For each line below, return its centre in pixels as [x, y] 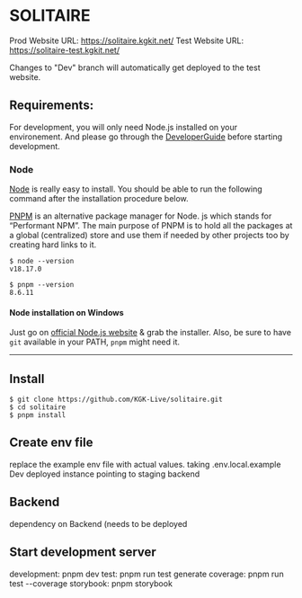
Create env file [51, 443]
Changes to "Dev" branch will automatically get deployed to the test [135, 67]
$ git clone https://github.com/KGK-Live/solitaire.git [116, 400]
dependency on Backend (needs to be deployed [98, 523]
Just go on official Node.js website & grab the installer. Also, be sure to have [151, 333]
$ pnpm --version [42, 285]
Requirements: [52, 106]
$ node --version [42, 262]
